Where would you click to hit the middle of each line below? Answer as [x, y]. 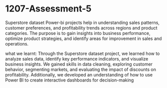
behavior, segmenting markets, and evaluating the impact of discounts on [81, 69]
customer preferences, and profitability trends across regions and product [82, 27]
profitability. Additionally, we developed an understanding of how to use [79, 74]
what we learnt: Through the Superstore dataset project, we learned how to [83, 53]
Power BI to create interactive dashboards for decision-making [70, 80]
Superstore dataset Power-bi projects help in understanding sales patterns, [82, 22]
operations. [17, 43]
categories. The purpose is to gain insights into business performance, [78, 33]
